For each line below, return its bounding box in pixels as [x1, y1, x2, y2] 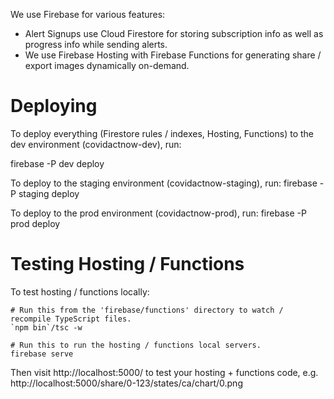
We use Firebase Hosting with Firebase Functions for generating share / [24, 49, 322, 61]
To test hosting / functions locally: [10, 285, 150, 298]
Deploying [10, 95, 98, 118]
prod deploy [10, 217, 61, 229]
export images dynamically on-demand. [24, 60, 190, 71]
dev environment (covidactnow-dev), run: [10, 138, 182, 150]
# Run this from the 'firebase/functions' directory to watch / [10, 305, 284, 315]
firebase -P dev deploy [10, 157, 105, 169]
